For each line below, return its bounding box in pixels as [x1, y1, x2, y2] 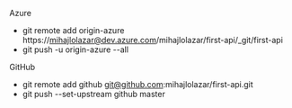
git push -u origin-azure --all [22, 44, 128, 55]
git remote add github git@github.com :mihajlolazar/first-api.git [22, 79, 253, 89]
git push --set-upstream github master [22, 89, 166, 99]
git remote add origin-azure [22, 25, 125, 35]
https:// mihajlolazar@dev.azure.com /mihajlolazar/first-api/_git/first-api [22, 35, 283, 45]
